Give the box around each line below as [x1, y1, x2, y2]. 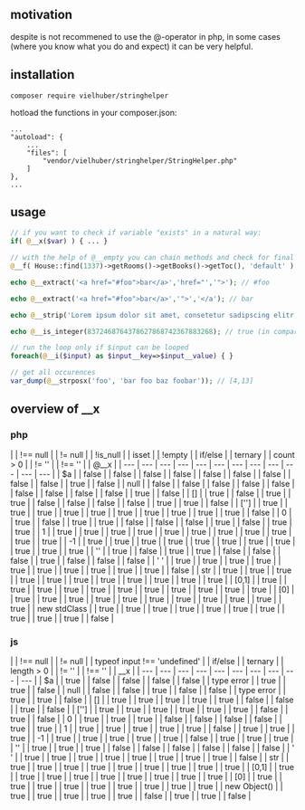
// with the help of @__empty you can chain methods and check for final [10, 253, 295, 262]
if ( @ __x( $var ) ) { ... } [10, 237, 108, 246]
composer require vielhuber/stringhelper [10, 91, 169, 100]
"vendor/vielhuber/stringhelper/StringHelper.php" [43, 156, 238, 166]
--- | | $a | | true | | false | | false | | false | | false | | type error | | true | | [20, 674, 286, 686]
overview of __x [10, 402, 100, 417]
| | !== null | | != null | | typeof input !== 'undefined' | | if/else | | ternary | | [10, 655, 284, 666]
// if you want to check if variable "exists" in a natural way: [10, 228, 262, 238]
